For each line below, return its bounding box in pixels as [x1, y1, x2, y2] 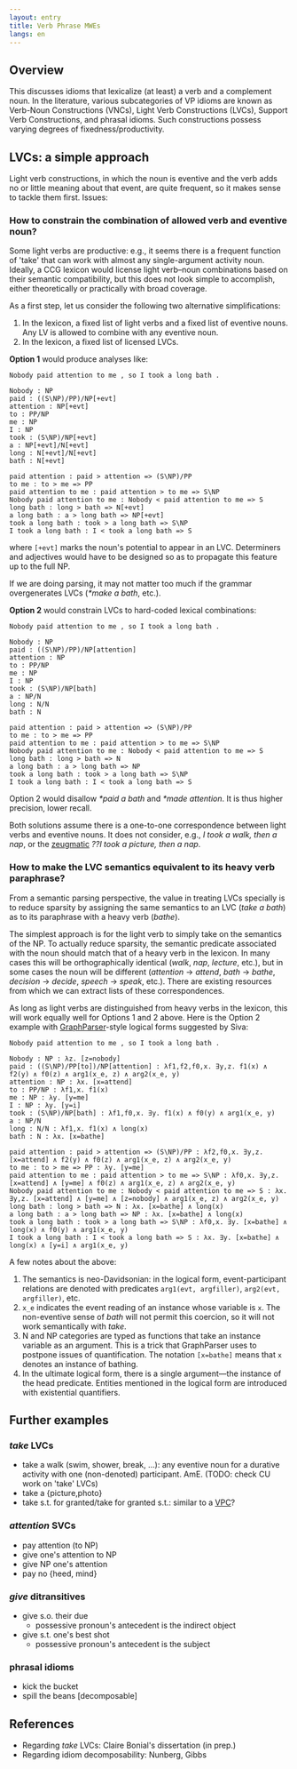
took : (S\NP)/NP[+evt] [9, 433, 98, 443]
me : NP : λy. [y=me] [9, 1093, 90, 1102]
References [9, 1717, 74, 1732]
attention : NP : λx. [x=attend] [9, 1077, 133, 1086]
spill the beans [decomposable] [21, 1691, 137, 1701]
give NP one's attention [21, 1558, 108, 1569]
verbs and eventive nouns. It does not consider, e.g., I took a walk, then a [9, 829, 277, 840]
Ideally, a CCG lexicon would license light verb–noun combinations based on [9, 264, 288, 276]
